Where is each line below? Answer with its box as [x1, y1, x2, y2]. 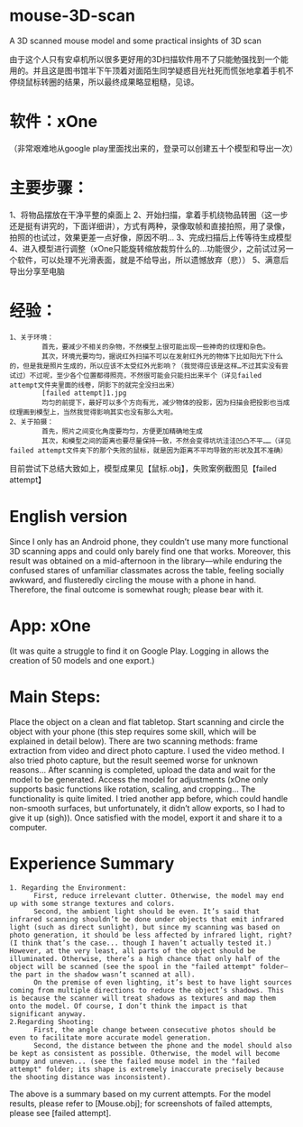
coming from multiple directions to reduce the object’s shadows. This [9, 985, 284, 994]
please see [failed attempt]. [9, 1107, 112, 1118]
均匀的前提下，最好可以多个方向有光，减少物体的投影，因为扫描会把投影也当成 [41, 398, 290, 407]
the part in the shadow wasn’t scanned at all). [9, 970, 196, 979]
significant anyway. [9, 1009, 87, 1019]
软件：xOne [9, 112, 97, 132]
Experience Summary [9, 853, 175, 874]
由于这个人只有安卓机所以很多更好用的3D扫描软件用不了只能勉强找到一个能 [9, 53, 289, 64]
